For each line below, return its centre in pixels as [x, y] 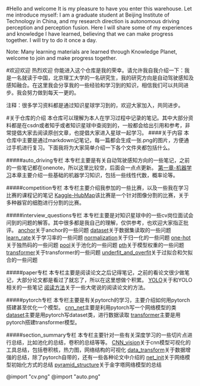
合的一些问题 [22, 260]
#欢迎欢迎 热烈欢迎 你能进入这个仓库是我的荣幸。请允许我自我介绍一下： [95, 70]
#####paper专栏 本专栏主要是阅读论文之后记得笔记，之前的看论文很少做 [95, 272]
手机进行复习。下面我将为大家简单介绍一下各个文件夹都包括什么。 [92, 148]
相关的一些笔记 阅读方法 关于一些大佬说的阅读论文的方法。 [77, 287]
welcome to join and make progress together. [62, 58]
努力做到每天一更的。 [53, 92]
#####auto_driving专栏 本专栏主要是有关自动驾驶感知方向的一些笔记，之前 [98, 160]
